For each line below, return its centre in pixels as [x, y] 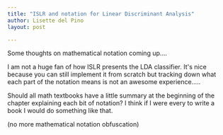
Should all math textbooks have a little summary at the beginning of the [111, 95]
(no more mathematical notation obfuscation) [73, 124]
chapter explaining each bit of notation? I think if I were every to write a [111, 103]
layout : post [27, 27]
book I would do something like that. [60, 111]
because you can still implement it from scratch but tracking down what [112, 74]
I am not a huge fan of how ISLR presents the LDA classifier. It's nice [107, 67]
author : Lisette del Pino [45, 20]
